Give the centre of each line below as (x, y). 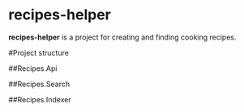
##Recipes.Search (39, 84)
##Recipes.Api (33, 68)
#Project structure (39, 52)
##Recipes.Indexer (40, 99)
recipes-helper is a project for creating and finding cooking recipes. (122, 37)
